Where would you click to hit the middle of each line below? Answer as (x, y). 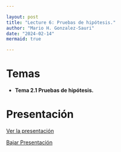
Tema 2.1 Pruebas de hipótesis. (54, 91)
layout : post (22, 17)
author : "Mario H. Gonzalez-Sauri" (50, 28)
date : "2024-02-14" (30, 33)
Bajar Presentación (30, 142)
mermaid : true (24, 39)
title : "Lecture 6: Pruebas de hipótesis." (61, 22)
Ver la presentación (30, 131)
